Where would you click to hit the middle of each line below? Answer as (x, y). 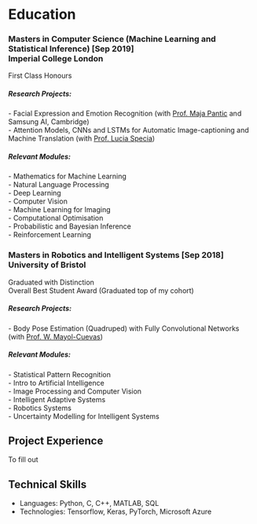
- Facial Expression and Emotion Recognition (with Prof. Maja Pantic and (125, 114)
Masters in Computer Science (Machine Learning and (112, 39)
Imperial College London (56, 59)
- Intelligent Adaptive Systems (57, 399)
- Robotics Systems (40, 408)
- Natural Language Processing (59, 185)
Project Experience (56, 441)
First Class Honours (40, 75)
